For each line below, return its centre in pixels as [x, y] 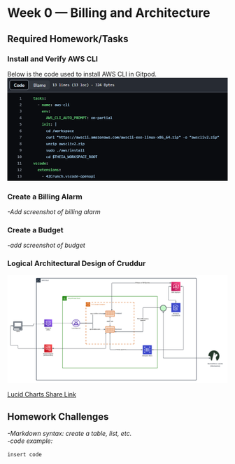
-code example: [30, 441]
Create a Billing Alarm [45, 197]
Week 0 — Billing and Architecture [109, 13]
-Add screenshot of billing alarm [54, 212]
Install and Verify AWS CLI [52, 59]
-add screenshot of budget [46, 245]
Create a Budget [35, 230]
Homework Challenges [58, 417]
